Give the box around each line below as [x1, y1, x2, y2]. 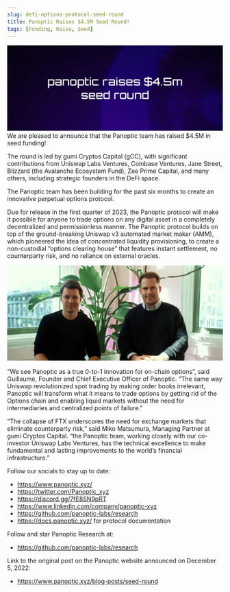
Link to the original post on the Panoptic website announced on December [7, 556, 217, 565]
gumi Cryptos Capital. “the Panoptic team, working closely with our [7, 432, 196, 440]
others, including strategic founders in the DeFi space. [7, 174, 161, 182]
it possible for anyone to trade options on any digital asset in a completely [7, 215, 216, 224]
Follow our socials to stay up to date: [7, 467, 111, 475]
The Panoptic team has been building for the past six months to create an [7, 187, 214, 196]
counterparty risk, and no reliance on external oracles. [7, 252, 161, 260]
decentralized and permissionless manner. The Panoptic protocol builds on [7, 223, 218, 231]
